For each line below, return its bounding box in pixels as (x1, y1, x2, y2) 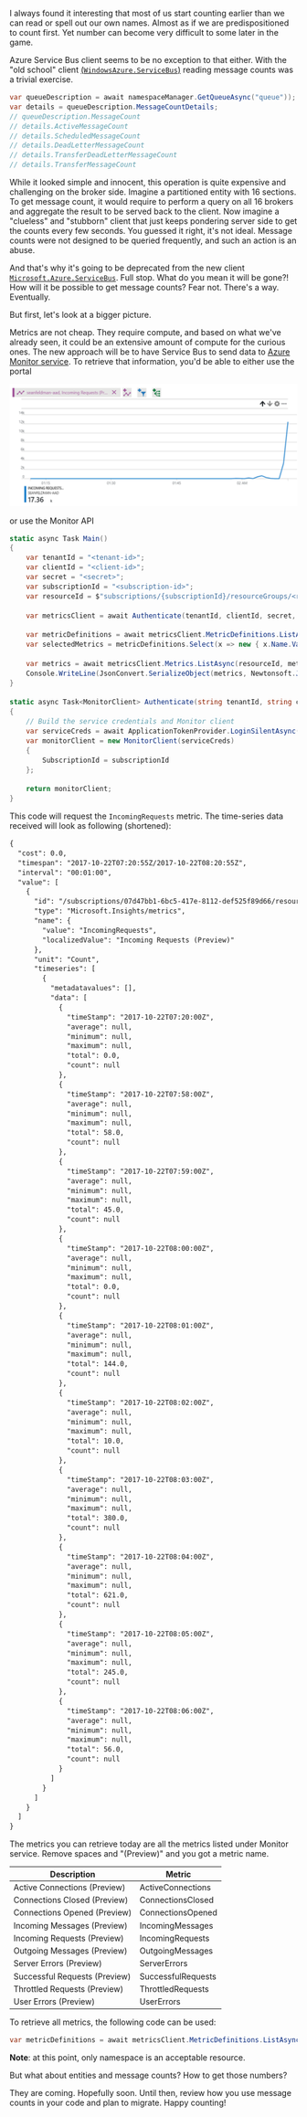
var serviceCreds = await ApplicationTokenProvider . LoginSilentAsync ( (26, 726, 301, 736)
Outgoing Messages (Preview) (13, 1945, 128, 1956)
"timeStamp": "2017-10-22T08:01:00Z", (67, 1320, 215, 1330)
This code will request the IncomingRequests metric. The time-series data (9, 810, 284, 821)
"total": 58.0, (67, 1128, 125, 1138)
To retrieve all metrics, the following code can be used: (9, 2016, 217, 2027)
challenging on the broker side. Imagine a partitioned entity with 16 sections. (9, 186, 297, 197)
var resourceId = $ (26, 591, 101, 601)
